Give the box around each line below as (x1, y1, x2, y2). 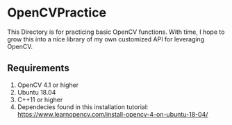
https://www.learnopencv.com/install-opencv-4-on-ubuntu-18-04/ (17, 110, 208, 118)
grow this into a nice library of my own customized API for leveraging (7, 35, 205, 43)
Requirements (7, 62, 69, 74)
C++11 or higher (17, 95, 63, 104)
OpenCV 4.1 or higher (17, 81, 78, 89)
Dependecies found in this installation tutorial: (17, 102, 149, 111)
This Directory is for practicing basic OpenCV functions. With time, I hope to (7, 28, 225, 36)
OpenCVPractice (7, 5, 106, 21)
